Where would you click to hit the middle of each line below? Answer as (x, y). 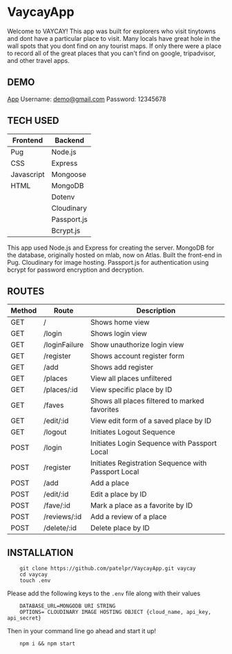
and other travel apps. (39, 60)
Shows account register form (137, 356)
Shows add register (122, 367)
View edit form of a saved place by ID (151, 421)
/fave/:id (57, 505)
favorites (105, 410)
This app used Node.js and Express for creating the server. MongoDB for (111, 247)
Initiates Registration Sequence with (148, 463)
